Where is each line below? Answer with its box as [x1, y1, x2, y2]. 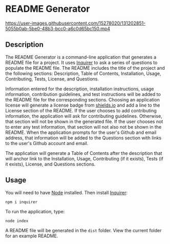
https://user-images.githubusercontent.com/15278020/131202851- [5, 20, 146, 26]
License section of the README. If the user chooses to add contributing [5, 107, 157, 113]
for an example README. [5, 233, 58, 239]
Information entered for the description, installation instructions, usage [5, 86, 154, 92]
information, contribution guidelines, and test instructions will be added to [5, 91, 161, 97]
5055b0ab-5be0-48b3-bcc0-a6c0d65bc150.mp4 [5, 25, 110, 31]
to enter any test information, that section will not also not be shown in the [5, 124, 162, 130]
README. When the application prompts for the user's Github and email [5, 129, 157, 135]
